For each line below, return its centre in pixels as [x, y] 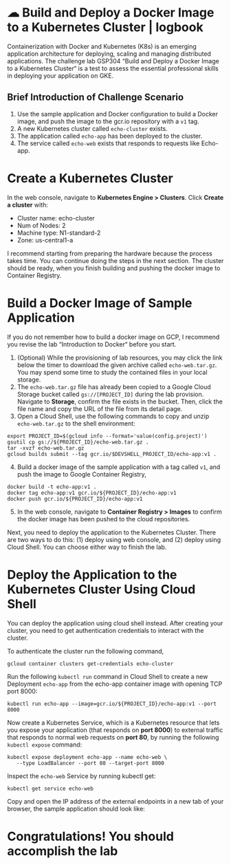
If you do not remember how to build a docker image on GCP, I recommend [113, 337]
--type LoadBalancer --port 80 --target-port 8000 [90, 763]
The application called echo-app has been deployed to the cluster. [110, 136]
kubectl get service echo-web [51, 789]
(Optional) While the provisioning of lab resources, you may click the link [120, 357]
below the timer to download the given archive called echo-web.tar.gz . [117, 365]
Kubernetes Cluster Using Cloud [101, 589]
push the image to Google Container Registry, [81, 474]
